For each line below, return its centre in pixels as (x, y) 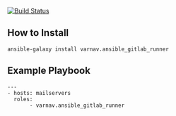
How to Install (38, 33)
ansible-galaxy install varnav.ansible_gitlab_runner (88, 49)
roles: (23, 99)
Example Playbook (49, 71)
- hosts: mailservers (39, 93)
